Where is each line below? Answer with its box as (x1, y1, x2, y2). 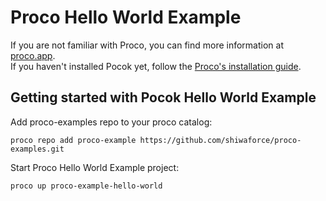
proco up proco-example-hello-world (10, 181, 163, 191)
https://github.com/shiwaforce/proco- (139, 135, 302, 145)
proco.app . (10, 49, 56, 61)
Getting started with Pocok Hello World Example (10, 89, 317, 106)
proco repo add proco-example (10, 135, 137, 145)
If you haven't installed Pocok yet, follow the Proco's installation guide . (10, 60, 302, 72)
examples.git (10, 144, 65, 154)
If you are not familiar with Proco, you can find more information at (10, 39, 284, 51)
